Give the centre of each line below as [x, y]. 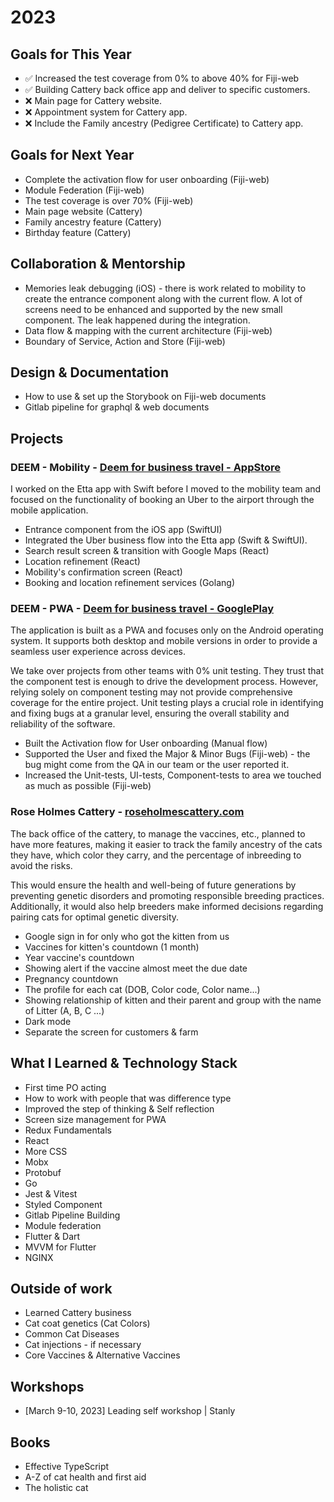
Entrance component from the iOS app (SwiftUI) [123, 530]
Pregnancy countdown [71, 978]
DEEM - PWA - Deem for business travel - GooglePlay [142, 609]
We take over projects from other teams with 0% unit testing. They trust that [167, 671]
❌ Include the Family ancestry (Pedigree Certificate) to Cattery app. [164, 123]
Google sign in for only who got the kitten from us [127, 936]
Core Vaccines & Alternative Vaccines [102, 1355]
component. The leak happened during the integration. [137, 320]
